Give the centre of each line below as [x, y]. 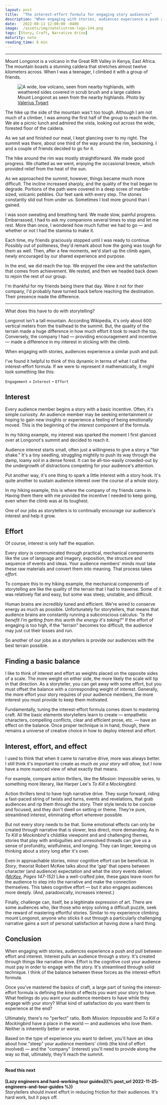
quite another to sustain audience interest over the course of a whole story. [82, 480]
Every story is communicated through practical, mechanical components [80, 553]
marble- [142, 189]
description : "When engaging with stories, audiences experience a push [82, 19]
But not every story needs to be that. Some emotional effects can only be [80, 824]
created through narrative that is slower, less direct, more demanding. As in [82, 830]
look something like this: [30, 372]
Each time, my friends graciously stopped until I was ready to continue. [78, 240]
